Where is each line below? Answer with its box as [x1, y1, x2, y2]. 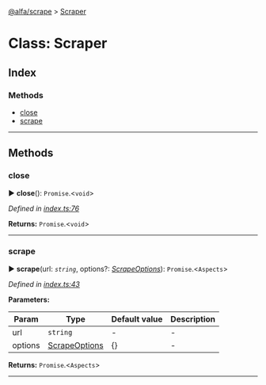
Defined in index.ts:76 [8, 204, 80, 213]
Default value [111, 313, 163, 324]
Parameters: [8, 295, 50, 304]
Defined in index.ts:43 [8, 279, 81, 288]
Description [169, 313, 216, 324]
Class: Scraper [8, 35, 108, 52]
